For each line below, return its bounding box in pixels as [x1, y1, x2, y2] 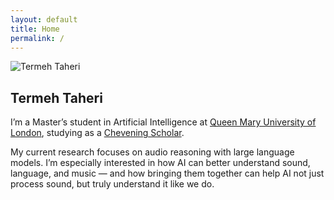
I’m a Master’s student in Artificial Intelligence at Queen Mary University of [10, 116, 317, 128]
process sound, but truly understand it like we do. [10, 178, 215, 190]
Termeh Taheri [10, 89, 103, 106]
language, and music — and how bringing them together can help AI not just [10, 167, 325, 180]
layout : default [10, 14, 78, 25]
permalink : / [10, 33, 65, 43]
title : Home [10, 24, 60, 34]
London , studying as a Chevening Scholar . [10, 127, 185, 139]
